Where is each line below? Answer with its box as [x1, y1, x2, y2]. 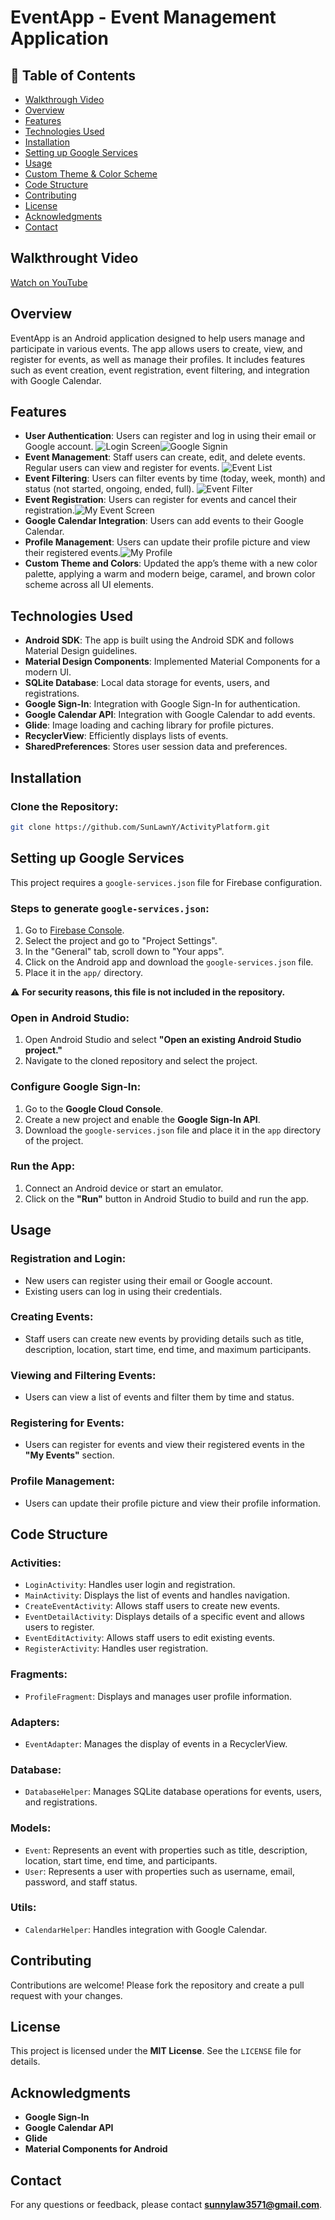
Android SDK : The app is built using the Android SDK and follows [24, 634, 295, 646]
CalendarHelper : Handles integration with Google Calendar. [24, 1923, 268, 1935]
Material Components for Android [24, 2143, 168, 2155]
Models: [10, 1821, 52, 1835]
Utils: [10, 1901, 37, 1915]
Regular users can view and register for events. [24, 462, 220, 474]
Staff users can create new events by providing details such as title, [24, 1332, 305, 1345]
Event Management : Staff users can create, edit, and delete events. [24, 451, 306, 463]
